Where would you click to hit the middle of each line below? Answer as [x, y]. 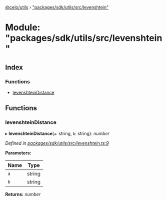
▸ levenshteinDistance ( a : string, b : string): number [57, 133]
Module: [23, 28]
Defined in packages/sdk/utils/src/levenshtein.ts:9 [57, 143]
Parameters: [18, 153]
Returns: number [23, 194]
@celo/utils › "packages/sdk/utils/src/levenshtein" [57, 7]
